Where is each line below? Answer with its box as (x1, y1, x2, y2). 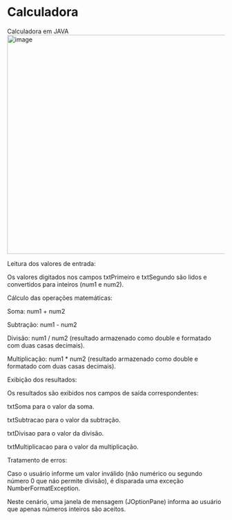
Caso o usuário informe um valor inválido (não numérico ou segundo (7, 469, 202, 478)
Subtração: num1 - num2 (7, 320, 77, 329)
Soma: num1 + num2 (7, 307, 66, 315)
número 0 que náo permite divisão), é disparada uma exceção (7, 476, 184, 485)
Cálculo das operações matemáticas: (7, 294, 113, 302)
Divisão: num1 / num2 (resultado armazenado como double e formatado (7, 334, 212, 342)
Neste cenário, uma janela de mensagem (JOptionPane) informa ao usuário (7, 497, 222, 505)
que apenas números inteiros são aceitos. (7, 505, 126, 513)
